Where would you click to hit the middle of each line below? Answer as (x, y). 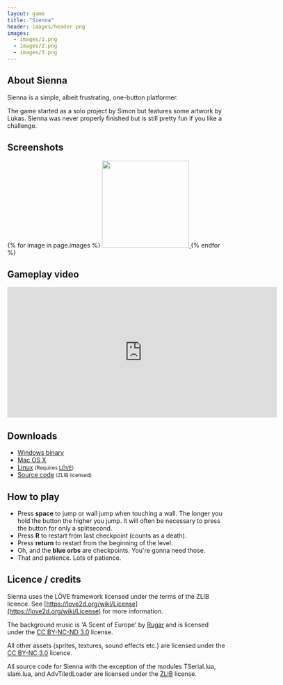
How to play (33, 497)
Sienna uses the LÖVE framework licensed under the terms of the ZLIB (108, 596)
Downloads (32, 436)
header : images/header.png (46, 26)
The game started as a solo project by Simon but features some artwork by (115, 111)
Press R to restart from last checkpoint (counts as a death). (102, 535)
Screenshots (35, 148)
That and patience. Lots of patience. (69, 558)
